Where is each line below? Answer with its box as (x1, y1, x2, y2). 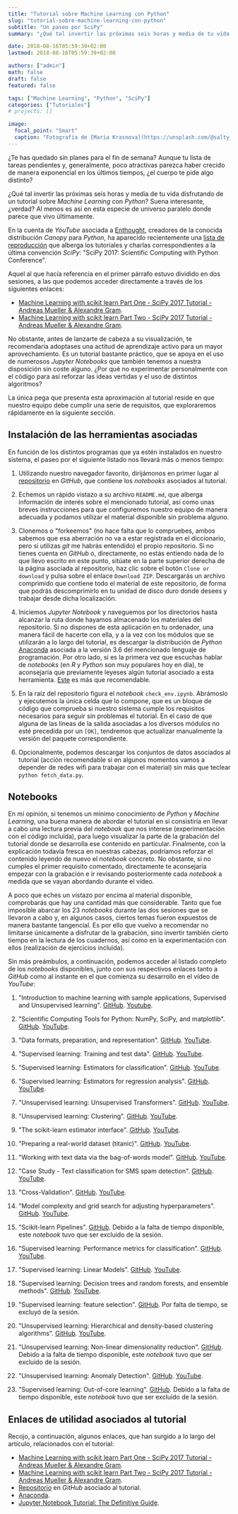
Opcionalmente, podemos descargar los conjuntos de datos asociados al (18, 748, 231, 756)
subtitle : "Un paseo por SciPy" (8, 23, 103, 30)
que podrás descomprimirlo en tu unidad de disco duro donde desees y (18, 586, 227, 595)
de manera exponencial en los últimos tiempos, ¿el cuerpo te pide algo (8, 168, 214, 177)
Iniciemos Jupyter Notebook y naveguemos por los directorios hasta (18, 608, 218, 616)
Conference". (8, 255, 47, 264)
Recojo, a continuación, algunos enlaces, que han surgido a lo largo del (8, 1432, 216, 1440)
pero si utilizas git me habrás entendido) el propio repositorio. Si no (18, 541, 214, 550)
